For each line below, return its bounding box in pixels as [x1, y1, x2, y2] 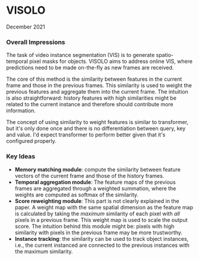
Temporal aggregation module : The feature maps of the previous [14, 179, 176, 186]
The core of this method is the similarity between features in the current [6, 75, 182, 83]
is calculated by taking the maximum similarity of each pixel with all [14, 210, 180, 217]
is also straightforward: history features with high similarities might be [6, 94, 177, 101]
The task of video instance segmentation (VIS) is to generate [6, 52, 155, 59]
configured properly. [6, 138, 56, 145]
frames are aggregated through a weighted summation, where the [14, 184, 176, 192]
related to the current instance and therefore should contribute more [6, 101, 173, 108]
